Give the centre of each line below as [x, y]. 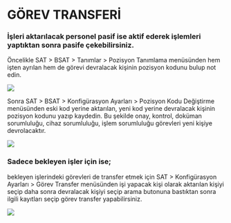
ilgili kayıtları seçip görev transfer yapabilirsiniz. [75, 199]
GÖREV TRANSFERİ [64, 15]
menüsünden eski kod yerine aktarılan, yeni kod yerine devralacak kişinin [111, 109]
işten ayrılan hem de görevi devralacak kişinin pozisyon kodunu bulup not [112, 68]
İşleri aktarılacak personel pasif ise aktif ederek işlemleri [104, 37]
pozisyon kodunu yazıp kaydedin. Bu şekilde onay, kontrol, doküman [105, 116]
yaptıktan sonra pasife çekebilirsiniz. [71, 45]
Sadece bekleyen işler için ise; [59, 161]
